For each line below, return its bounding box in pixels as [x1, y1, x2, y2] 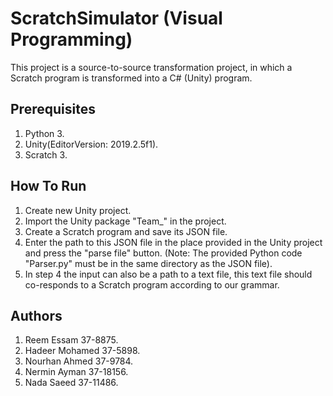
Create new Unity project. [24, 204, 132, 216]
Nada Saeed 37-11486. [24, 377, 119, 389]
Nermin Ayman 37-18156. [24, 366, 129, 378]
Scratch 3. [24, 148, 68, 161]
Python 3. [24, 127, 65, 139]
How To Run [10, 178, 87, 195]
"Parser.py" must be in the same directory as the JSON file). [24, 257, 273, 269]
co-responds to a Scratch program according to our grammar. [24, 278, 280, 291]
